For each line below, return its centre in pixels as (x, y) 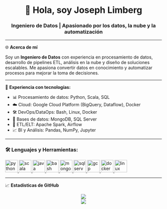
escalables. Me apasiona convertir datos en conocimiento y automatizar (79, 68)
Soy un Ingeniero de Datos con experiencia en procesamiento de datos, (79, 57)
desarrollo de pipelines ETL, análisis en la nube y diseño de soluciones (78, 63)
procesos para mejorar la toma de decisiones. (52, 73)
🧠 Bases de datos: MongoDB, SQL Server (54, 119)
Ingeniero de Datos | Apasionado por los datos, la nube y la (83, 26)
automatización (83, 32)
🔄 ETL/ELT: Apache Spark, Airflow (47, 125)
